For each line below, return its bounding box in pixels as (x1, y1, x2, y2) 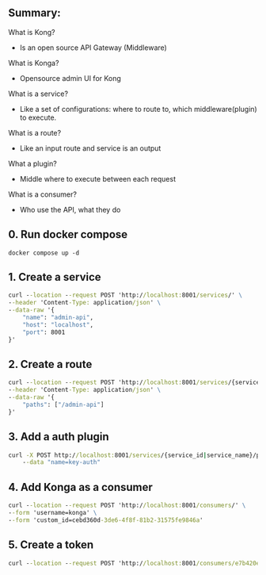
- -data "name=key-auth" (22, 458, 101, 466)
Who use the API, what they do (19, 205, 121, 214)
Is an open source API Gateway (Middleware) (19, 43, 168, 52)
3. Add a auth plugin (8, 430, 109, 443)
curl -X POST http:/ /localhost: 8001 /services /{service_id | (8, 451, 207, 459)
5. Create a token (8, 539, 94, 552)
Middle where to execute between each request (19, 174, 177, 183)
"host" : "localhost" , (22, 320, 93, 328)
